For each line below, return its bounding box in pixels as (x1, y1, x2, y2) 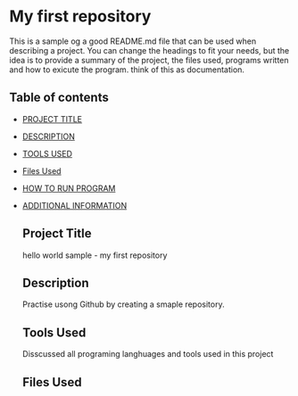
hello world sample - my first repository (21, 250, 168, 260)
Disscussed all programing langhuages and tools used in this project (21, 349, 274, 359)
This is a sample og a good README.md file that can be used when (9, 36, 257, 46)
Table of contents (9, 90, 109, 105)
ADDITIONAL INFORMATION (21, 200, 128, 210)
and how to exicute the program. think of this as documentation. (9, 64, 245, 75)
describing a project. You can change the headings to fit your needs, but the (9, 45, 290, 55)
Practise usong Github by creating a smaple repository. (21, 299, 225, 309)
